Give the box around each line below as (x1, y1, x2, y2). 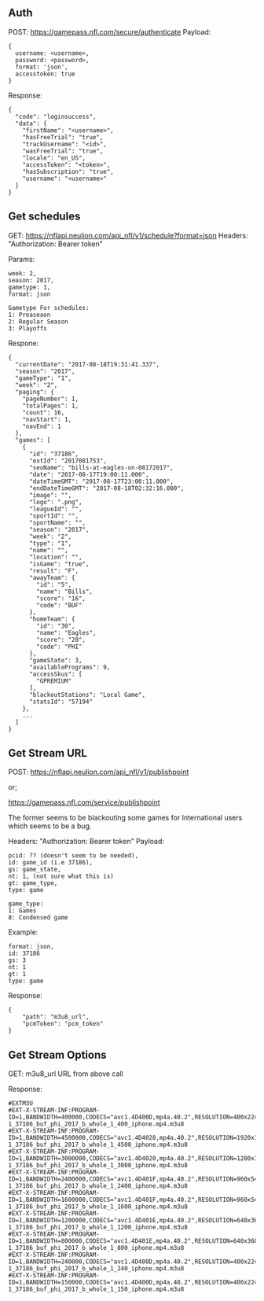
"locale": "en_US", (22, 153, 86, 162)
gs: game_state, (8, 865, 61, 874)
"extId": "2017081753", (28, 456, 108, 465)
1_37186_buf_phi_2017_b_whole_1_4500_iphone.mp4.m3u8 (8, 1141, 189, 1149)
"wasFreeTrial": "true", (22, 147, 104, 155)
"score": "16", (36, 594, 86, 603)
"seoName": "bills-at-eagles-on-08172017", (28, 463, 174, 471)
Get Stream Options (8, 1048, 107, 1061)
